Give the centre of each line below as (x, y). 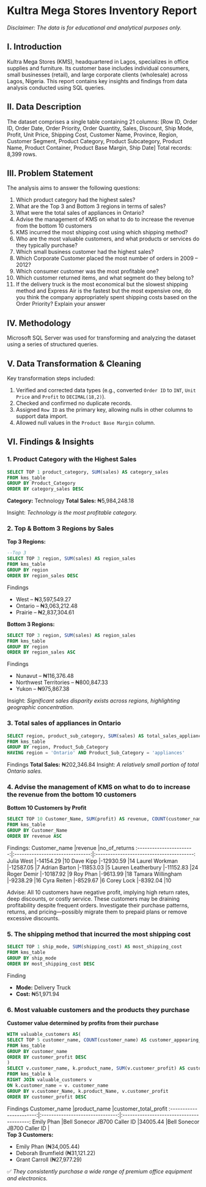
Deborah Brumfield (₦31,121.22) (56, 1153)
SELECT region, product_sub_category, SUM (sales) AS (75, 736)
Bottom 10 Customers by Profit (47, 808)
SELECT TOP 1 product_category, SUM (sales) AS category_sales (88, 472)
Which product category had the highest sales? (75, 200)
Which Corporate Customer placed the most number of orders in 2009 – (107, 258)
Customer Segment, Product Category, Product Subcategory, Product (95, 141)
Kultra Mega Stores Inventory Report (102, 11)
